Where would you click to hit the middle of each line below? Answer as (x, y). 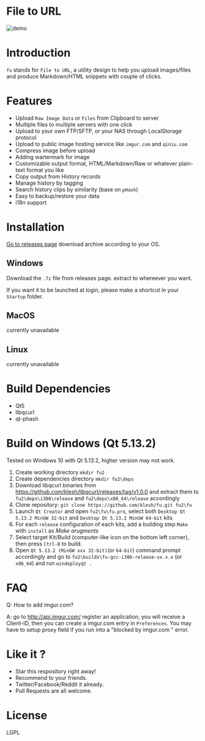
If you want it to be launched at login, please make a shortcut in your (93, 290)
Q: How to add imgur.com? (40, 605)
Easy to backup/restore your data (57, 196)
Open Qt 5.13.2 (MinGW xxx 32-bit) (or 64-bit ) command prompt (98, 550)
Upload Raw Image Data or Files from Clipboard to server (87, 118)
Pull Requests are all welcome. (54, 691)
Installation (35, 227)
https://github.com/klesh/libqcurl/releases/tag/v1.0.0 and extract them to (107, 492)
